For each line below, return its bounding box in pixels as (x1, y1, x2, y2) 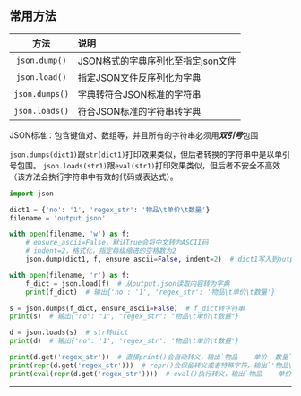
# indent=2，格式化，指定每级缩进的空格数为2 (25, 246, 176, 255)
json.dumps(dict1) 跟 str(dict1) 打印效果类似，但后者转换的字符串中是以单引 (9, 149, 291, 159)
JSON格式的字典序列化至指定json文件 (77, 55, 237, 67)
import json (9, 189, 54, 198)
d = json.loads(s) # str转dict (9, 328, 129, 338)
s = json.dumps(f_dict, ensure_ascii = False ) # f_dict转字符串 (9, 304, 245, 313)
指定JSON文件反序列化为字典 (77, 71, 202, 83)
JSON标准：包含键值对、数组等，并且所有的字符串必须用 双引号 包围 (9, 129, 259, 141)
